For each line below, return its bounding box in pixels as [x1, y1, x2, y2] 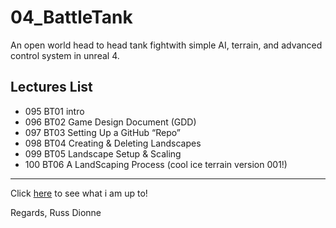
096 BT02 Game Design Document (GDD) [24, 116, 197, 128]
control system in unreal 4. [10, 49, 120, 61]
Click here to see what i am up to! [10, 187, 148, 199]
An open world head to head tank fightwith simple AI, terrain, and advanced [10, 39, 323, 51]
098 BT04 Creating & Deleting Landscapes [24, 137, 202, 149]
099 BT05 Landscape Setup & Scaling [24, 147, 182, 160]
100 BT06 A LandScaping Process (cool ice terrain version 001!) [24, 158, 288, 170]
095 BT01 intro [24, 105, 85, 117]
